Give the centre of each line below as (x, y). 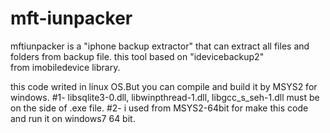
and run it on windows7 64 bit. (73, 118)
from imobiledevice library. (65, 67)
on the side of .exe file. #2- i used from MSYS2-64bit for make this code (159, 108)
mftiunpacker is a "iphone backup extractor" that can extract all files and (160, 46)
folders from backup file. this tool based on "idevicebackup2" (137, 56)
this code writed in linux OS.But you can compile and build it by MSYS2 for (164, 86)
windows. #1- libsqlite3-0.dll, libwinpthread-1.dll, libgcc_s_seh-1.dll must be (165, 97)
